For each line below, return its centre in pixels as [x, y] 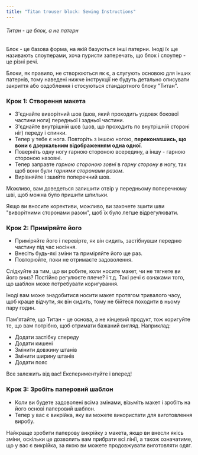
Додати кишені [34, 343]
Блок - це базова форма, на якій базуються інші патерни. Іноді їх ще [92, 49]
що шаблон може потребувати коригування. [62, 284]
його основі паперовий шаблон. [55, 408]
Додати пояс [31, 362]
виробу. [25, 421]
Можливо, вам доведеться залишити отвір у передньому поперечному [97, 189]
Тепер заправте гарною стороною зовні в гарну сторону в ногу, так [100, 164]
